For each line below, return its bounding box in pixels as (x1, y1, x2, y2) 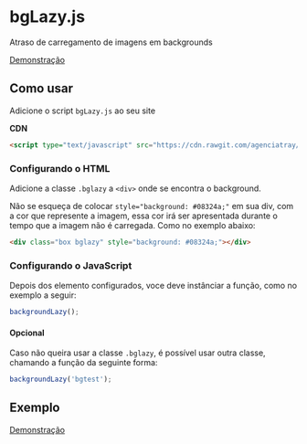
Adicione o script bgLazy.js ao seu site (9, 105, 156, 116)
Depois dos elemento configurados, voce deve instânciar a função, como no (9, 280, 298, 291)
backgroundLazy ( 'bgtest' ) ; (9, 375, 112, 385)
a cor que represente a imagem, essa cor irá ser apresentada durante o (9, 210, 279, 221)
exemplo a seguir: (9, 290, 77, 301)
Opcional (9, 327, 45, 338)
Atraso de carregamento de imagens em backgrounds (9, 37, 213, 48)
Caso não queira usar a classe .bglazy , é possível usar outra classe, (9, 347, 267, 358)
